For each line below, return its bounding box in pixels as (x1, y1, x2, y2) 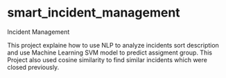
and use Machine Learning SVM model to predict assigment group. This (7, 48, 213, 57)
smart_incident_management (7, 5, 180, 21)
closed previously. (7, 63, 60, 71)
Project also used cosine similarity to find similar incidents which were (7, 55, 208, 64)
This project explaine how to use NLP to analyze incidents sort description (7, 41, 220, 49)
